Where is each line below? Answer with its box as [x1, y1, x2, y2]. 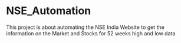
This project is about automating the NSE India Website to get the [6, 24, 165, 31]
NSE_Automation [6, 4, 91, 18]
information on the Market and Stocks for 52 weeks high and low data [6, 29, 176, 37]
